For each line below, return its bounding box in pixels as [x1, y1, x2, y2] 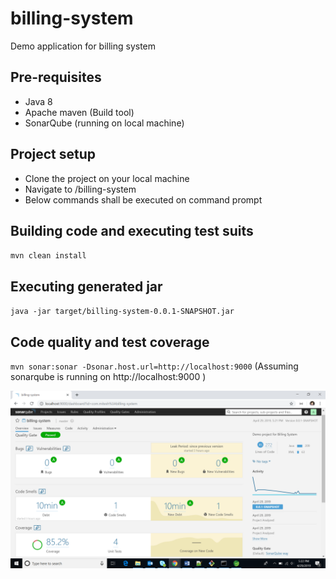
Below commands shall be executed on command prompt [24, 193, 263, 206]
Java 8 [24, 95, 53, 107]
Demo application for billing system [10, 40, 157, 52]
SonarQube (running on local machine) [24, 117, 185, 129]
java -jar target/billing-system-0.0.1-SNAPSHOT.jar [10, 307, 235, 317]
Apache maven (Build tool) [24, 106, 135, 118]
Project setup [10, 146, 97, 163]
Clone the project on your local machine [24, 172, 190, 184]
